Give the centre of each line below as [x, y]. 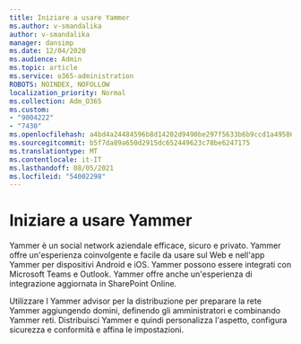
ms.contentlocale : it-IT [56, 159]
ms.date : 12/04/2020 [48, 51]
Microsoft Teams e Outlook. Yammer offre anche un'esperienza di [131, 274]
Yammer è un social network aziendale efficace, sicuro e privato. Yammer [145, 246]
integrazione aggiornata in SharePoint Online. [93, 284]
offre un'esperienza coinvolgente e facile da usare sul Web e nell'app [137, 255]
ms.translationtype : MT [54, 151]
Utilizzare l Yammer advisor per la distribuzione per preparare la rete [136, 301]
